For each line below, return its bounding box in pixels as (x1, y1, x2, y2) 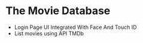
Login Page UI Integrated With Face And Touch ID (14, 24, 137, 31)
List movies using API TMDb (14, 29, 84, 37)
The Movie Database (5, 4, 111, 18)
